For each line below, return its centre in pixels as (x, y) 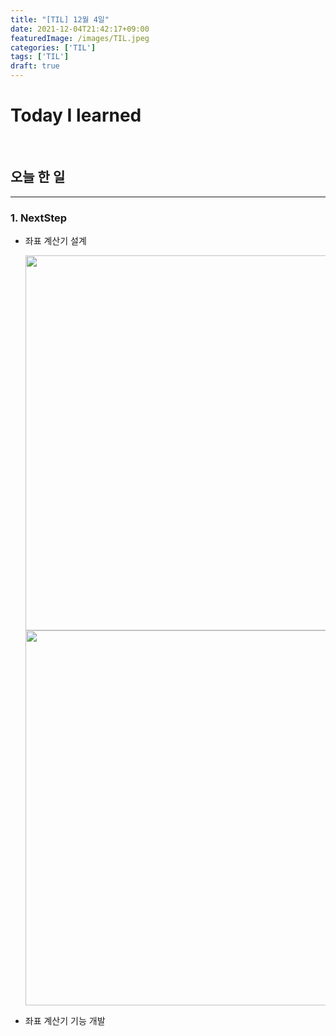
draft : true (35, 66)
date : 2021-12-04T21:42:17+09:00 (80, 29)
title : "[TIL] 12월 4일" (60, 19)
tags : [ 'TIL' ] (40, 57)
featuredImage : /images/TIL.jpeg (80, 38)
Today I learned (76, 115)
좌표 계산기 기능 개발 (65, 1021)
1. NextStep (39, 218)
